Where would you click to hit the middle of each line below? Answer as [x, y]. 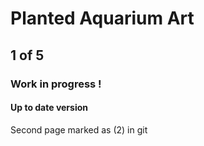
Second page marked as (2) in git [79, 129]
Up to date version [49, 108]
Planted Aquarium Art [102, 18]
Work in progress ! [56, 84]
